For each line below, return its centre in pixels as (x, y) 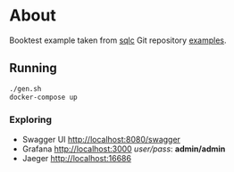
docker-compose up (43, 97)
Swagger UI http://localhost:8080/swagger (101, 139)
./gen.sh (25, 89)
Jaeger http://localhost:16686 (77, 158)
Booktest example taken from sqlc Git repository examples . (118, 40)
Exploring (30, 119)
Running (33, 68)
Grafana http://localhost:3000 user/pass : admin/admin (124, 149)
